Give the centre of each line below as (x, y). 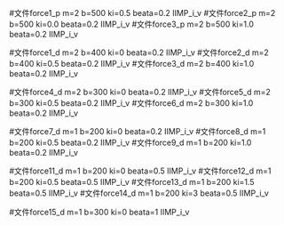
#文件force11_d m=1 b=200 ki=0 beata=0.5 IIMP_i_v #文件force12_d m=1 (140, 171)
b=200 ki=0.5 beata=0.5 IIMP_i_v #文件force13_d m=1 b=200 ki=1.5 (132, 182)
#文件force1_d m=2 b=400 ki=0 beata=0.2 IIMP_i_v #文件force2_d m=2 (139, 52)
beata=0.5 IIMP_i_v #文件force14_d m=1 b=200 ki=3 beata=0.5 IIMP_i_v (139, 193)
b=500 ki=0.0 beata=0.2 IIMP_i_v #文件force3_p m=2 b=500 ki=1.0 (132, 24)
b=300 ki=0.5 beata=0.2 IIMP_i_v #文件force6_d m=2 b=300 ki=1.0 (131, 103)
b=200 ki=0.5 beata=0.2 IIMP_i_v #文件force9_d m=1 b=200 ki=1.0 (130, 142)
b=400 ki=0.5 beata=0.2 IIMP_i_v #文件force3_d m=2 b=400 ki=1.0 (132, 64)
